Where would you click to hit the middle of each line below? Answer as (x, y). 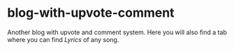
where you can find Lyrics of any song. (63, 39)
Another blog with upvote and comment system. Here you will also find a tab (117, 32)
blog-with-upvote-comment (91, 13)
